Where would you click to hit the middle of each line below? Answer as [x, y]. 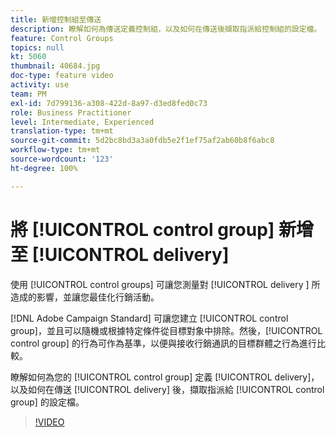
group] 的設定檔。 [47, 402]
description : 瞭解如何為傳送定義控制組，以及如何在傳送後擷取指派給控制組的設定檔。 [166, 29]
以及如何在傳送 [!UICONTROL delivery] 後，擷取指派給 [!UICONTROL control [167, 389]
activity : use [40, 85]
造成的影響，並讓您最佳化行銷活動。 [85, 297]
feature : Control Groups [62, 38]
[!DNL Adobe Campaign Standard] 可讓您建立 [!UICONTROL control [149, 318]
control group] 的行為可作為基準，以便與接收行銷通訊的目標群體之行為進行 [163, 343]
